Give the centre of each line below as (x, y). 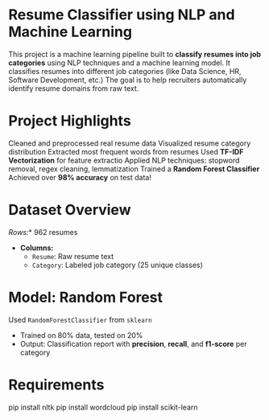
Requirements (56, 385)
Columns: (37, 248)
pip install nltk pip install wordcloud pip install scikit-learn (103, 407)
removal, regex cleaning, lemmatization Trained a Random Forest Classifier (134, 169)
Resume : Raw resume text (73, 256)
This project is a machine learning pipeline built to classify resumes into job (135, 54)
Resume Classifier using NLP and (122, 15)
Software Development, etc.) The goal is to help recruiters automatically (128, 80)
